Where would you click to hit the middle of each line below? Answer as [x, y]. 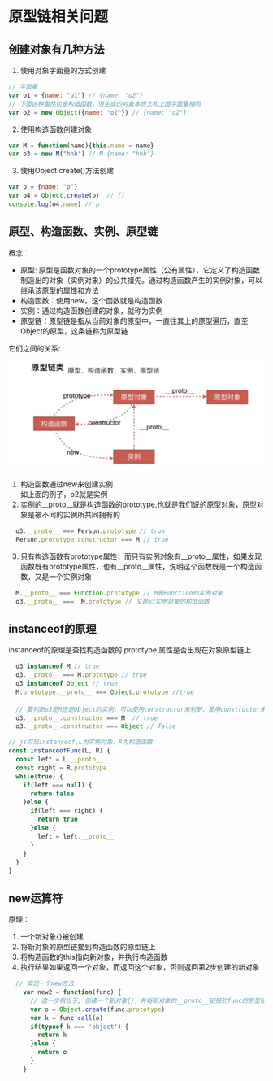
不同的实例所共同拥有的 [81, 515]
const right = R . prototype [61, 768]
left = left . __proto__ [76, 836]
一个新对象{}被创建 [52, 937]
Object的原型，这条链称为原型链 [74, 331]
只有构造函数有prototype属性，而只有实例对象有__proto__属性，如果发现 [141, 556]
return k [52, 1035]
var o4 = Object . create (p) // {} [67, 196]
